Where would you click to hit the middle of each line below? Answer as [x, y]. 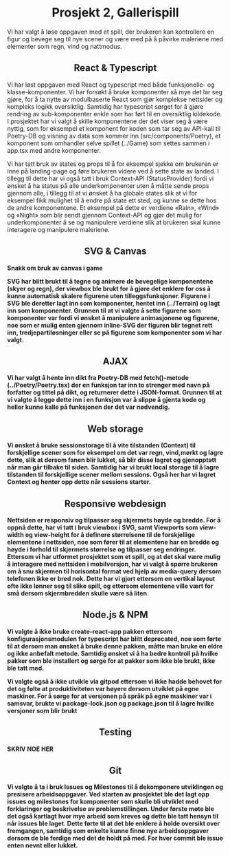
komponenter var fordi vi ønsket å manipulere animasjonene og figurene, [113, 317]
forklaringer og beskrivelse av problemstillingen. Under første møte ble [111, 809]
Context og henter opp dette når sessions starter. [79, 482]
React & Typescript [115, 68]
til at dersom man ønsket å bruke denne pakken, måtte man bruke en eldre [115, 646]
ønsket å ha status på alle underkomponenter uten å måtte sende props [108, 186]
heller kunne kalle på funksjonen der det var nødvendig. [89, 407]
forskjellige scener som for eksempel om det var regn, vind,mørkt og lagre [115, 453]
